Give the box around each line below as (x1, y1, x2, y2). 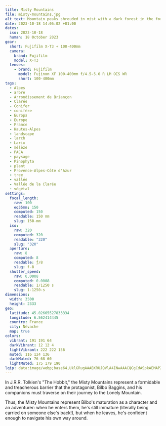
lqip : (5, 366, 16, 371)
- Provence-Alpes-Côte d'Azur (9, 168, 72, 173)
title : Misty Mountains (5, 7, 54, 12)
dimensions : (5, 292, 30, 297)
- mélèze (9, 145, 28, 150)
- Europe (9, 117, 28, 123)
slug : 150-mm (14, 218, 41, 224)
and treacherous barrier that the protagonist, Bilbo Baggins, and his (5, 384, 142, 390)
